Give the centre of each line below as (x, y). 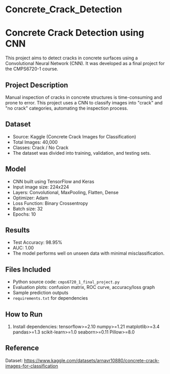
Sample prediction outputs (41, 293)
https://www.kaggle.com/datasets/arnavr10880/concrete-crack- (92, 360)
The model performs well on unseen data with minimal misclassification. (89, 253)
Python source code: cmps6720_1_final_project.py (66, 282)
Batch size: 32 (28, 209)
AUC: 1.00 (23, 248)
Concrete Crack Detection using (75, 33)
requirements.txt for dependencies (50, 298)
